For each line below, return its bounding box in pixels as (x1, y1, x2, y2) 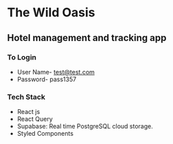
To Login (7, 53, 36, 62)
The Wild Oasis (7, 5, 95, 20)
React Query (16, 115, 53, 124)
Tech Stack (7, 92, 46, 102)
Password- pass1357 (16, 75, 77, 83)
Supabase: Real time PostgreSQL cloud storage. (16, 122, 153, 130)
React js (16, 108, 41, 116)
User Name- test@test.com (16, 68, 95, 76)
